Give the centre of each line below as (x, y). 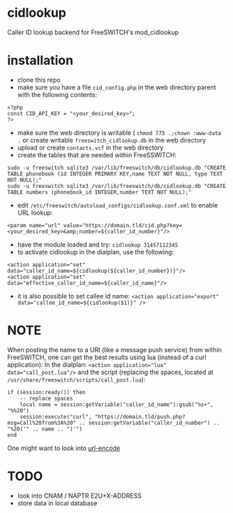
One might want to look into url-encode (64, 448)
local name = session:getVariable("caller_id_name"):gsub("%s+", (117, 404)
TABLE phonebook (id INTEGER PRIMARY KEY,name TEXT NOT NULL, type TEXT (115, 174)
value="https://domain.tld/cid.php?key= (123, 225)
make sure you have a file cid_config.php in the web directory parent (116, 87)
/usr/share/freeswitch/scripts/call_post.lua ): (76, 380)
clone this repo (39, 80)
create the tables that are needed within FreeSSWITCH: (97, 154)
